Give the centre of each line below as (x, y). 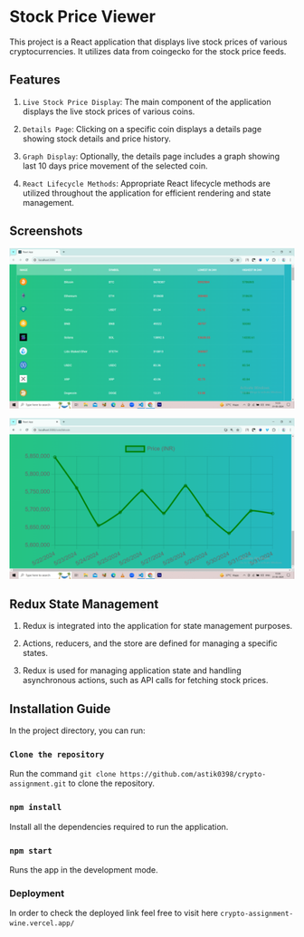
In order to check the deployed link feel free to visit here (114, 913)
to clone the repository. (112, 783)
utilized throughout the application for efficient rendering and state (147, 193)
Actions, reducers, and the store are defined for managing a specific (150, 643)
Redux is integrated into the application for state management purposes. (157, 626)
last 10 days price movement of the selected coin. (115, 166)
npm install (36, 807)
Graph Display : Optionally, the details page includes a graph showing (151, 156)
